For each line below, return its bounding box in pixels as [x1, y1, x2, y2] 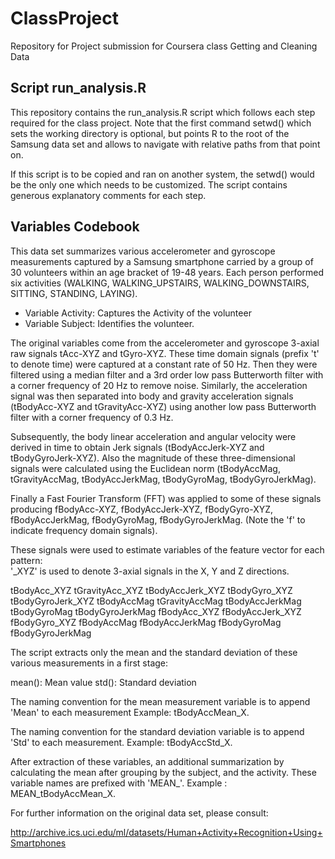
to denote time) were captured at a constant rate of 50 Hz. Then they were [10, 358, 318, 370]
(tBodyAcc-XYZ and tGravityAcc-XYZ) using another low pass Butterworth [10, 400, 317, 412]
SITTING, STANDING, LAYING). [10, 287, 138, 299]
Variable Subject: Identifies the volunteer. [24, 317, 195, 329]
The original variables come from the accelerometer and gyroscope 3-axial [10, 337, 320, 349]
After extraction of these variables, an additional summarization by [10, 755, 285, 767]
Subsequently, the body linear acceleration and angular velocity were [10, 430, 297, 442]
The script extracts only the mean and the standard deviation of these [10, 646, 298, 658]
